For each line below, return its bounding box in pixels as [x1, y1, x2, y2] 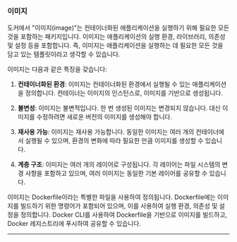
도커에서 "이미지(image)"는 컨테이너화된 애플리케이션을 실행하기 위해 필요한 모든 [7, 23, 230, 32]
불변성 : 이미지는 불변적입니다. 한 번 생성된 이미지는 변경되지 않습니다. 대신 [17, 104, 221, 112]
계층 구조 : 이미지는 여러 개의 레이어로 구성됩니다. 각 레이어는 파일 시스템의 [17, 160, 221, 169]
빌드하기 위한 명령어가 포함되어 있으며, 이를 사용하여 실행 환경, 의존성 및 [20, 202, 218, 210]
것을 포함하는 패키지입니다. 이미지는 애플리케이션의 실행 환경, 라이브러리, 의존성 [7, 32, 226, 41]
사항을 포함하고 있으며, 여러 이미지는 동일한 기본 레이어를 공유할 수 [25, 169, 208, 178]
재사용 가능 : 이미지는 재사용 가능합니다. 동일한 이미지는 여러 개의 [17, 128, 195, 136]
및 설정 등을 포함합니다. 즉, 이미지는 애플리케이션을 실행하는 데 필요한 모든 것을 [7, 41, 224, 50]
